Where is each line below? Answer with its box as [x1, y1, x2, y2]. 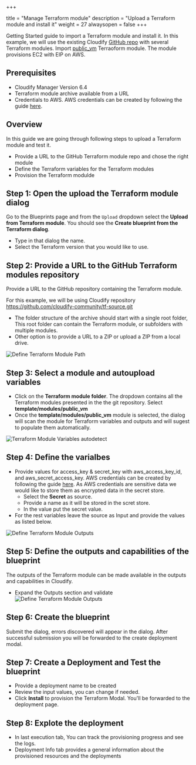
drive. [14, 340, 29, 347]
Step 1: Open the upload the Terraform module [6, 189, 179, 199]
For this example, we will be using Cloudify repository [6, 297, 136, 304]
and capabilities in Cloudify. [6, 577, 73, 584]
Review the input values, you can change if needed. [14, 688, 140, 696]
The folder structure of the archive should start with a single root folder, [14, 314, 188, 321]
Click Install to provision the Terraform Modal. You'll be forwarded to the [14, 695, 190, 702]
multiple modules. [14, 327, 58, 334]
